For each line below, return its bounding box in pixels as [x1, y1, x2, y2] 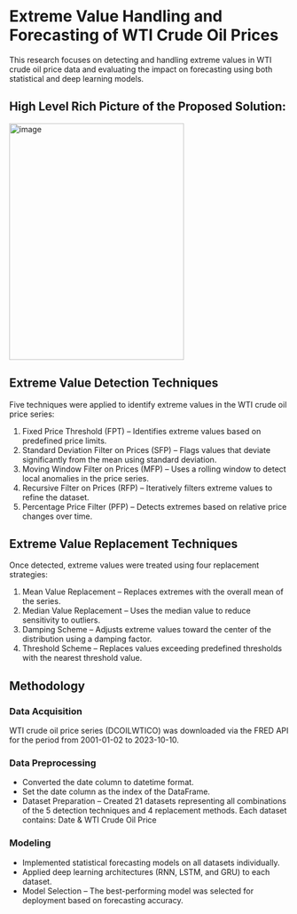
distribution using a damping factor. [21, 633, 152, 645]
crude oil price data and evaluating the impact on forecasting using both [9, 64, 273, 75]
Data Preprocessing [9, 757, 97, 769]
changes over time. [21, 511, 93, 521]
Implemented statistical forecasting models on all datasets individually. [21, 857, 281, 868]
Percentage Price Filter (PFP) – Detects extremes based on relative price [21, 501, 287, 512]
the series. [21, 596, 61, 607]
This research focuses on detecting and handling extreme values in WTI [9, 54, 272, 65]
